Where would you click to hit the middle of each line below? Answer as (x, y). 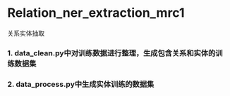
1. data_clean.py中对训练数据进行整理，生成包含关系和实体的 (111, 53)
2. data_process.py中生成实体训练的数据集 (81, 84)
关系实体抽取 (26, 33)
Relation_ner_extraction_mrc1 (96, 13)
